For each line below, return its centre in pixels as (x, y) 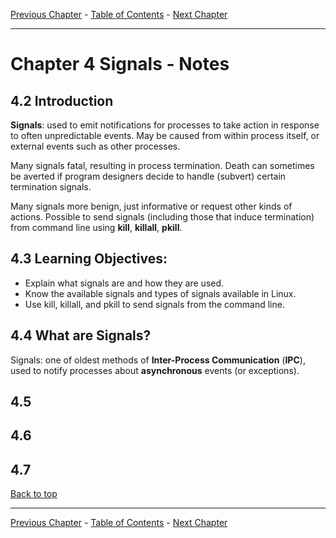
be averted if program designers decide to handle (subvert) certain (148, 176)
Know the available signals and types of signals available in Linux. (160, 293)
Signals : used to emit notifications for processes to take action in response (165, 125)
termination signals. (51, 187)
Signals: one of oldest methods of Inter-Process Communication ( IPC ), (158, 360)
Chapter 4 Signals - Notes (120, 64)
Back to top (34, 494)
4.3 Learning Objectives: (89, 259)
